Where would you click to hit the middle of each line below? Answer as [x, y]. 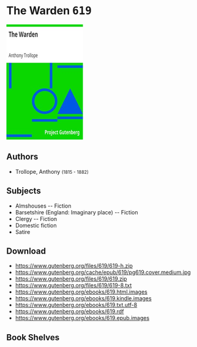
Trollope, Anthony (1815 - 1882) [52, 171]
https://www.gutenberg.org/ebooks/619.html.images [81, 292]
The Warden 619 [49, 11]
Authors [22, 157]
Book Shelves [33, 337]
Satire [23, 232]
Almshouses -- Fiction [43, 206]
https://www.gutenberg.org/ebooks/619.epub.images [82, 318]
